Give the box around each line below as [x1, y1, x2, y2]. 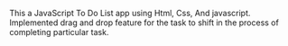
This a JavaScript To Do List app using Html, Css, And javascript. [9, 8, 251, 18]
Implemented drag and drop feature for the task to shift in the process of [9, 17, 280, 28]
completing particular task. [9, 27, 109, 37]
